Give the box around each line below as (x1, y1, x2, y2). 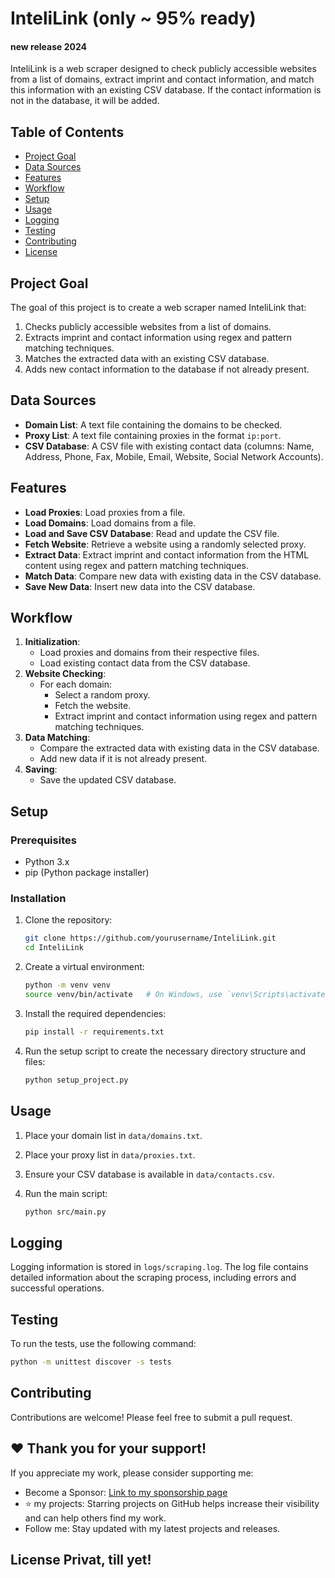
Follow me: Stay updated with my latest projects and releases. (24, 1522, 281, 1534)
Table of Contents (10, 123, 125, 141)
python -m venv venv (24, 980, 111, 991)
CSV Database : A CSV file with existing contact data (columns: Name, (24, 440, 315, 452)
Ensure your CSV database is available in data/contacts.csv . (24, 1168, 275, 1180)
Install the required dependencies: (24, 1007, 167, 1019)
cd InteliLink (24, 943, 84, 953)
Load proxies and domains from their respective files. (39, 647, 260, 659)
